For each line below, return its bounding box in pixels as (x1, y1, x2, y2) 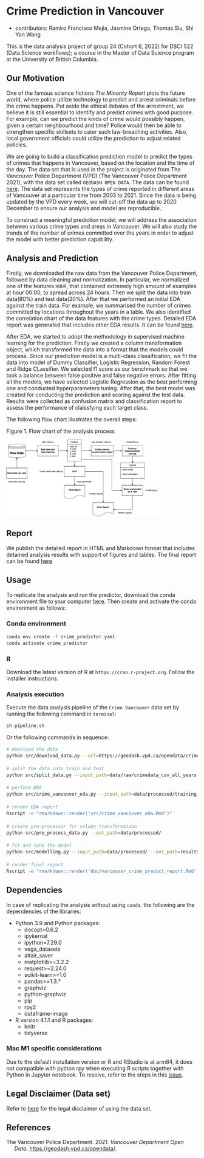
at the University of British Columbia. (6, 55, 98, 63)
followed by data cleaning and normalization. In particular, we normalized (6, 275, 189, 283)
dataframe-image (24, 1010, 68, 1017)
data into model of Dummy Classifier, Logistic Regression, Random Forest (6, 359, 190, 366)
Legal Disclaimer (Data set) (6, 1089, 111, 1099)
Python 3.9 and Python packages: (15, 919, 100, 926)
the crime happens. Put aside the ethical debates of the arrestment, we (6, 102, 184, 109)
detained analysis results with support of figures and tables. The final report (6, 551, 196, 558)
